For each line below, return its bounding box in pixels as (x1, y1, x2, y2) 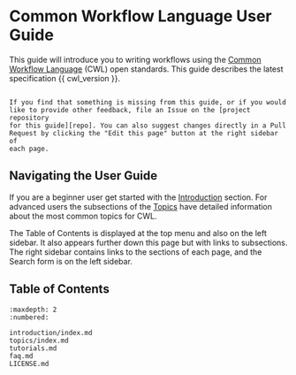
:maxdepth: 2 (9, 305, 57, 314)
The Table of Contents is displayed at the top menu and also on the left (9, 227, 267, 238)
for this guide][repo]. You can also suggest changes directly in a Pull (9, 121, 287, 130)
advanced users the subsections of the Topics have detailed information (9, 201, 272, 211)
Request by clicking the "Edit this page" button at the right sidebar (9, 128, 278, 138)
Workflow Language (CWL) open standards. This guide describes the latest (9, 64, 284, 74)
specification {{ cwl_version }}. (9, 73, 121, 83)
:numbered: (9, 312, 49, 322)
